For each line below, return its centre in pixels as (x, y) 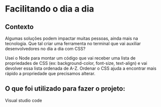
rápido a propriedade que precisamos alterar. (50, 73)
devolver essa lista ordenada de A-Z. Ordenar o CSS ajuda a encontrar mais (81, 68)
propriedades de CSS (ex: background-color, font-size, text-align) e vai (76, 63)
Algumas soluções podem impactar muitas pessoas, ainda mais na (72, 38)
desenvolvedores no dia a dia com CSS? (45, 49)
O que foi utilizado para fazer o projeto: (65, 89)
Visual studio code (24, 100)
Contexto (19, 27)
